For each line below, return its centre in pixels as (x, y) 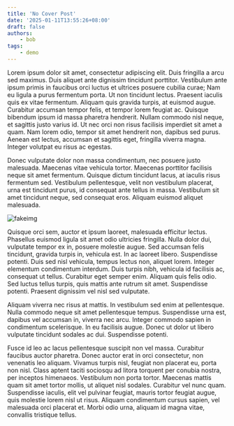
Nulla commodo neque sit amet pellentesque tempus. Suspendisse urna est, (117, 312)
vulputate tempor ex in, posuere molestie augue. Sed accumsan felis (106, 247)
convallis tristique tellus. (42, 414)
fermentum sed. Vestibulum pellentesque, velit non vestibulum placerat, (110, 182)
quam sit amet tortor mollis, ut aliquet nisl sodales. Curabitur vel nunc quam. (117, 385)
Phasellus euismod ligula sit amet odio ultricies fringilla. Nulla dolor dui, (109, 239)
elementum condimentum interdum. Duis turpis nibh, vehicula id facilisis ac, (116, 269)
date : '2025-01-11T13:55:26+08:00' (59, 20)
